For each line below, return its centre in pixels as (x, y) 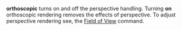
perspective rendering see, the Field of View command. (75, 21)
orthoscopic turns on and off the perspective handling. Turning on (89, 9)
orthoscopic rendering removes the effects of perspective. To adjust (91, 15)
